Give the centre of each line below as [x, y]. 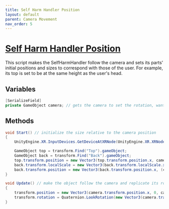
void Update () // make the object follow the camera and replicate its [82, 183]
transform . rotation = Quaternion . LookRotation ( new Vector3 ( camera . [86, 197]
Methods [20, 121]
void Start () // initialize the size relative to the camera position [81, 133]
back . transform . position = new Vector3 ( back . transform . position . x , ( [89, 170]
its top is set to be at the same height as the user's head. [64, 73]
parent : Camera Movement [31, 19]
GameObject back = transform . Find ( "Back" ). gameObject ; [73, 156]
